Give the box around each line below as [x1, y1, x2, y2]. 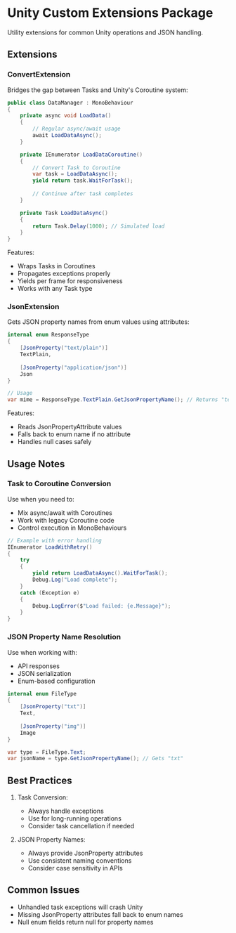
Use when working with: [7, 648, 77, 656]
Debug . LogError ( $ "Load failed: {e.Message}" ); [32, 602, 171, 609]
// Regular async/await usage [32, 125, 121, 133]
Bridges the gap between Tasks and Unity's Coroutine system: [7, 86, 188, 94]
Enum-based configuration [17, 677, 96, 685]
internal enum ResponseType [7, 332, 90, 339]
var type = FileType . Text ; [7, 748, 86, 756]
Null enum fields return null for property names [17, 918, 154, 926]
